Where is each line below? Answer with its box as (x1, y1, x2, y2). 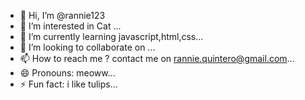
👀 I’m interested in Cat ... (19, 20, 122, 32)
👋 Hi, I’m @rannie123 (19, 10, 106, 21)
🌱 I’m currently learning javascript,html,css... (19, 31, 204, 42)
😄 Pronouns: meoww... (19, 67, 116, 79)
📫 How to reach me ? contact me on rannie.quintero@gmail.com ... (19, 53, 295, 64)
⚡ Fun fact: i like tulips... (19, 78, 118, 90)
